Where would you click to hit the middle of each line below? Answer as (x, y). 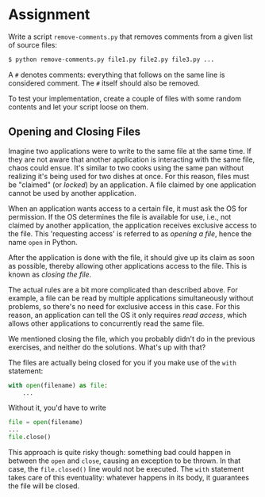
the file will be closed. (44, 486)
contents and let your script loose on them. (79, 107)
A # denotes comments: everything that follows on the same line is (117, 75)
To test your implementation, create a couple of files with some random (125, 98)
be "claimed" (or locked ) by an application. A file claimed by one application (132, 185)
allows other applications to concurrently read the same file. (106, 323)
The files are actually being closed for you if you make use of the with (122, 362)
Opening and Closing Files (75, 132)
